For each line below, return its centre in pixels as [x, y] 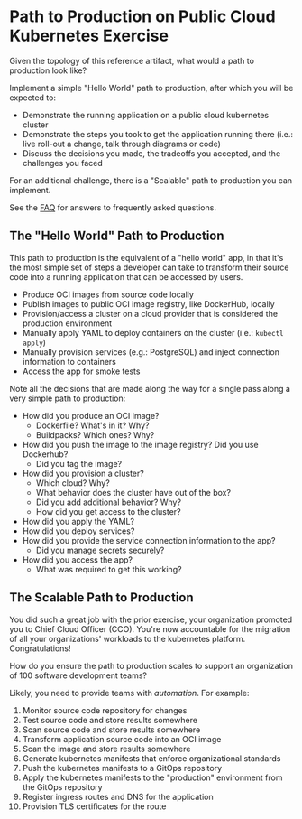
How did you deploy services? [78, 531]
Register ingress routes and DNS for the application [118, 796]
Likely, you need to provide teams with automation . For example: [129, 693]
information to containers [69, 361]
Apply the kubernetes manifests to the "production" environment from [152, 777]
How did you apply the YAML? [78, 521]
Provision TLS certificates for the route [94, 806]
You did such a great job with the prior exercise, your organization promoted [151, 619]
